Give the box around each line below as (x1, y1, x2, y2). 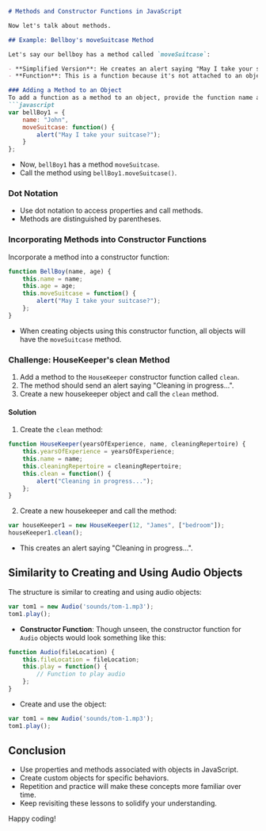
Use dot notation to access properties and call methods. (19, 206, 203, 216)
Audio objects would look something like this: (19, 633, 166, 642)
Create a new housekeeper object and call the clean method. (19, 389, 219, 399)
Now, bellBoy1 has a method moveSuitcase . (19, 159, 160, 170)
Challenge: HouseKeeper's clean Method (8, 354, 170, 365)
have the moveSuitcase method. (19, 334, 122, 344)
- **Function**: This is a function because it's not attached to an (8, 72, 243, 80)
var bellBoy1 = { (8, 108, 66, 117)
